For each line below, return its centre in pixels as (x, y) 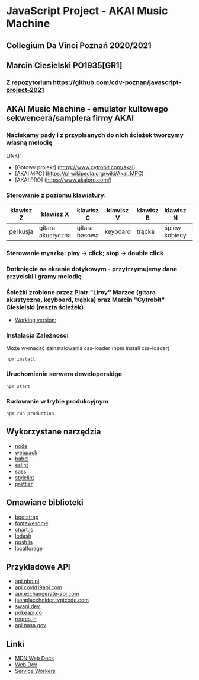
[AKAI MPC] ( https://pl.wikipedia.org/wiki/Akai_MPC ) (79, 173)
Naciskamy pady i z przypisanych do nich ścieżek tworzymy (95, 135)
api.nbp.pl (27, 581)
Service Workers (35, 671)
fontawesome (31, 523)
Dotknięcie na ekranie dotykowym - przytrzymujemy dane (92, 269)
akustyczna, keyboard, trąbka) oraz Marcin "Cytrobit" (86, 300)
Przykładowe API (38, 567)
